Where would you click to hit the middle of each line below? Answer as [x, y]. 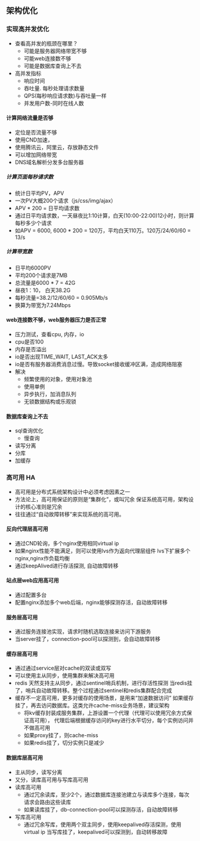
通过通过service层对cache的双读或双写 [63, 668]
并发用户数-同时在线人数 [54, 103]
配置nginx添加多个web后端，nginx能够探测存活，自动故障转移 [91, 602]
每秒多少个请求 [33, 223]
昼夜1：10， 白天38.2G [42, 290]
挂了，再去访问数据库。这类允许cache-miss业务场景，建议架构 [92, 705]
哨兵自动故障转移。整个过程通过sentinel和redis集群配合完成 [99, 690]
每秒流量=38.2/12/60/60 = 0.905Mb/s [61, 297]
